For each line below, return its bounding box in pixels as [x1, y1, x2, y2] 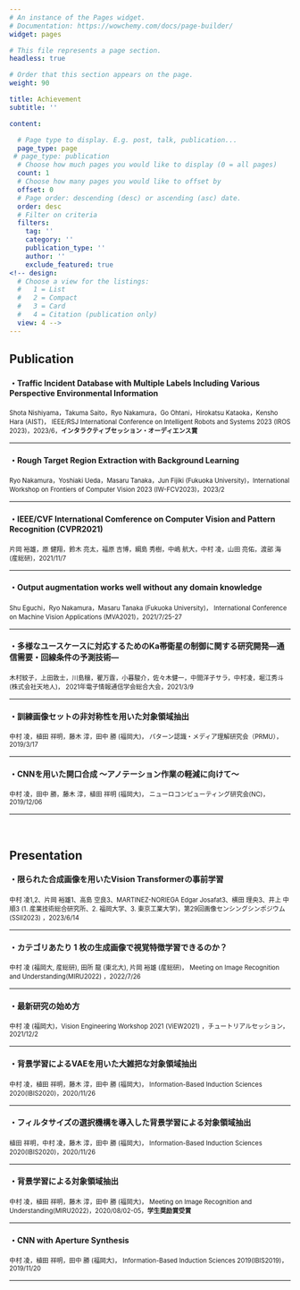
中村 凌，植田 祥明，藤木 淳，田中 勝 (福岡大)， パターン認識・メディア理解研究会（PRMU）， [9, 733, 283, 742]
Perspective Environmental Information [9, 387, 159, 398]
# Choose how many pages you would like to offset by [17, 177, 221, 186]
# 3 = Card [17, 301, 66, 311]
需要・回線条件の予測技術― [16, 652, 119, 663]
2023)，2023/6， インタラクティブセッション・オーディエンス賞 [9, 427, 198, 436]
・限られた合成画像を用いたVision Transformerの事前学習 [9, 874, 224, 885]
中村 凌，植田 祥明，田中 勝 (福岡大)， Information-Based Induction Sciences [9, 1256, 236, 1266]
